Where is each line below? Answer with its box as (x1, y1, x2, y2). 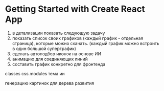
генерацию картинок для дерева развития (5, 80, 94, 86)
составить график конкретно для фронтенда (12, 61, 106, 67)
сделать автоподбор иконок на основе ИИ (12, 50, 101, 57)
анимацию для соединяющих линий (12, 56, 88, 62)
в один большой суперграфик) (12, 45, 76, 51)
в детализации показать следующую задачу (12, 30, 105, 36)
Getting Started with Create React (5, 3, 145, 15)
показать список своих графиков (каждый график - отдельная (12, 35, 143, 41)
